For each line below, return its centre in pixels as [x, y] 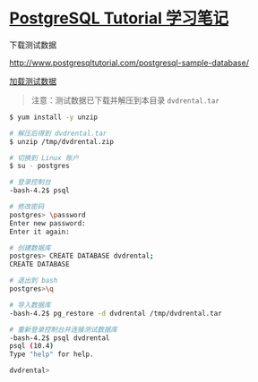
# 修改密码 [27, 207]
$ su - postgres [39, 166]
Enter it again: [39, 232]
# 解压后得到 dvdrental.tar [58, 133]
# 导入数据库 [30, 305]
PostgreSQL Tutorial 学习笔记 [119, 18]
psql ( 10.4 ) [31, 346]
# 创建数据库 [30, 248]
